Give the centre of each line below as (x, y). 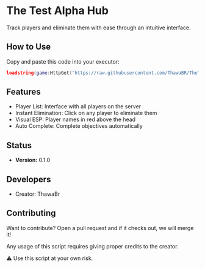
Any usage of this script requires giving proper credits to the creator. (92, 246)
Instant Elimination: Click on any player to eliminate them (86, 113)
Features (23, 92)
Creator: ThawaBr (38, 194)
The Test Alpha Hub (57, 11)
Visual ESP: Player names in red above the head (75, 119)
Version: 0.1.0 (33, 160)
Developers (29, 179)
